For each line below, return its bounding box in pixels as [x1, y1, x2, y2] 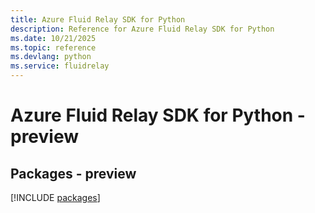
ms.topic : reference [10, 42, 97, 53]
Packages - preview [10, 165, 137, 182]
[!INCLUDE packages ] [10, 192, 101, 203]
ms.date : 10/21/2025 [10, 33, 97, 43]
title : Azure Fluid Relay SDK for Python [10, 14, 186, 25]
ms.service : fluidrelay [10, 61, 110, 71]
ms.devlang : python [10, 52, 92, 62]
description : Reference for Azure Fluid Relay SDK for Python [10, 24, 275, 34]
